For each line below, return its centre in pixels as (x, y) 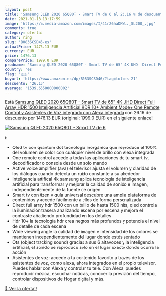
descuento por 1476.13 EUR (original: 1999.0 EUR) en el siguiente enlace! (79, 118)
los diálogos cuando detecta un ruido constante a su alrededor (76, 173)
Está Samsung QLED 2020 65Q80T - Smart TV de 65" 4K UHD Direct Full (80, 102)
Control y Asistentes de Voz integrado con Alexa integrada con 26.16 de (78, 112)
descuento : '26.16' (25, 83)
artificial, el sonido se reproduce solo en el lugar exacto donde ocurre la (85, 247)
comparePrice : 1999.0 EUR (32, 60)
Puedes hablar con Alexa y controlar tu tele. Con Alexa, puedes (77, 268)
